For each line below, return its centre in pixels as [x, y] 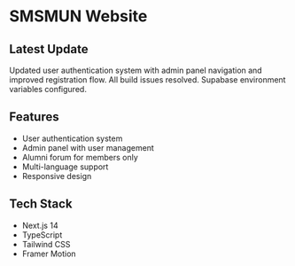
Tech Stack [41, 204]
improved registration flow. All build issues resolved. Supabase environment [147, 80]
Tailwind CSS [46, 244]
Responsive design [57, 176]
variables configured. [48, 89]
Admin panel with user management [88, 147]
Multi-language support [65, 167]
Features [34, 117]
